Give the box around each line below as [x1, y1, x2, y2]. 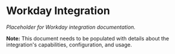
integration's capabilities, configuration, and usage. [6, 41, 132, 48]
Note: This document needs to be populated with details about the [6, 35, 170, 42]
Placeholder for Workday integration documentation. [6, 23, 136, 31]
